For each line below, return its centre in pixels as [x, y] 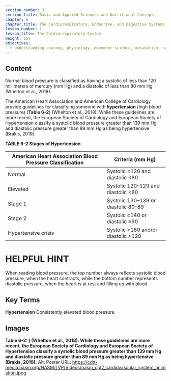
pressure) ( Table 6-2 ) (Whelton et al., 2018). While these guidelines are [80, 112]
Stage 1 [17, 204]
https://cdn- [85, 362]
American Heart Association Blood [55, 156]
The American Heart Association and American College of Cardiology [78, 101]
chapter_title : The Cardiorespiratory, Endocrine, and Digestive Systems [85, 24]
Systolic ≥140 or [126, 215]
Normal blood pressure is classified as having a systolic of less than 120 [81, 81]
